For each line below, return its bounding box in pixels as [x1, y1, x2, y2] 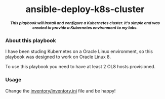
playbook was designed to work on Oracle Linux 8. [5, 54, 111, 60]
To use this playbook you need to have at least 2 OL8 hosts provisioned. [5, 64, 156, 70]
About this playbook [5, 37, 57, 44]
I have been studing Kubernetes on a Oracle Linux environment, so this [5, 48, 153, 55]
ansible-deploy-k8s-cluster [25, 4, 145, 15]
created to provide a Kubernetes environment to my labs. [32, 25, 138, 30]
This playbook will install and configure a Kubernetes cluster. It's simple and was [10, 20, 160, 26]
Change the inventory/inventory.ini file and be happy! [5, 87, 116, 94]
